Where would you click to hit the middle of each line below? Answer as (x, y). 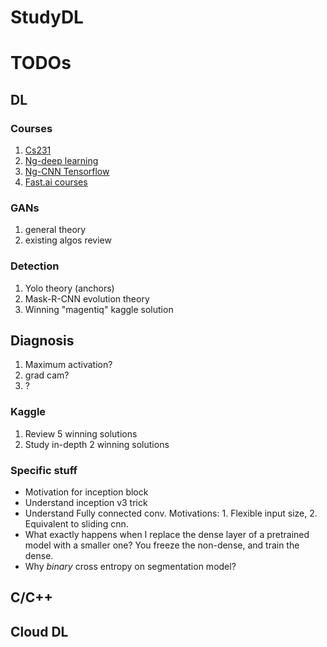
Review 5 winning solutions (81, 433)
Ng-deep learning (61, 161)
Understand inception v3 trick (86, 503)
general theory (55, 230)
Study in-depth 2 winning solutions (97, 444)
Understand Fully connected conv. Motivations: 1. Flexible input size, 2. (171, 513)
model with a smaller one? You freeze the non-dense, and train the (162, 545)
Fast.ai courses (56, 182)
